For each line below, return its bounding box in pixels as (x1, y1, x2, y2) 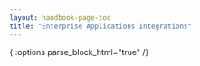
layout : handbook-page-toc (9, 13, 111, 23)
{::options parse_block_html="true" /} (9, 46, 149, 57)
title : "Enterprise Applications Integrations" (9, 22, 193, 31)
